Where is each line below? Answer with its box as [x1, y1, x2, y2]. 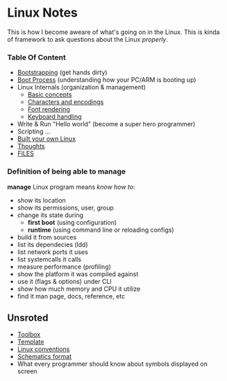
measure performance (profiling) [17, 262, 111, 271]
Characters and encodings [27, 98, 104, 106]
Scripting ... [17, 127, 51, 136]
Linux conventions [17, 345, 70, 353]
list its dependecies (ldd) [17, 240, 88, 248]
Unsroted [7, 312, 49, 323]
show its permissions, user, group [17, 203, 115, 212]
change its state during [17, 210, 84, 219]
